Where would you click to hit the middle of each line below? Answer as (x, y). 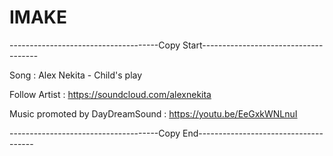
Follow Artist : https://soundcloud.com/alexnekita (110, 94)
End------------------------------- (253, 133)
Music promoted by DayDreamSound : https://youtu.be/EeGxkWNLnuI (153, 113)
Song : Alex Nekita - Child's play (76, 75)
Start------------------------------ (253, 45)
